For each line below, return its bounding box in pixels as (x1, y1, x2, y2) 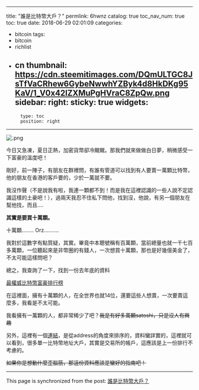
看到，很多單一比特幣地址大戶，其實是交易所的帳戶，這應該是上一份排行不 (11, 339, 193, 346)
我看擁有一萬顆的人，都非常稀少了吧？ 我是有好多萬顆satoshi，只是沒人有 (6, 312, 185, 319)
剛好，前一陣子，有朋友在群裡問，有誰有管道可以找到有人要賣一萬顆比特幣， (6, 167, 193, 174)
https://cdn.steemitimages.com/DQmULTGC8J (14, 69, 193, 80)
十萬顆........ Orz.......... (6, 226, 59, 234)
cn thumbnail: (14, 60, 68, 71)
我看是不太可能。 (21, 299, 63, 306)
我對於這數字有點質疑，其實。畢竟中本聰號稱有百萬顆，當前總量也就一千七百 (6, 239, 193, 246)
